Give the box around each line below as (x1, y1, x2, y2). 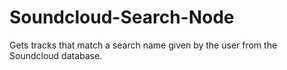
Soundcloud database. (9, 49, 103, 61)
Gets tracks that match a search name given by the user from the (9, 39, 278, 51)
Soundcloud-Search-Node (9, 6, 235, 29)
